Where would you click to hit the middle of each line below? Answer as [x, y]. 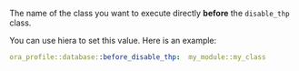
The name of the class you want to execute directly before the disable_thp [149, 13]
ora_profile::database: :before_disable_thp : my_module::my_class [138, 57]
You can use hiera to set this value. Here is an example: [113, 41]
